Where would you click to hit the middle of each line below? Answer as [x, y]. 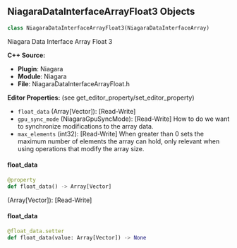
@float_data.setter [36, 231]
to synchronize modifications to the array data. [85, 126]
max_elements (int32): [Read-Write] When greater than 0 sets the [111, 134]
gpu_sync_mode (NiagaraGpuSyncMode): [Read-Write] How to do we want [123, 119]
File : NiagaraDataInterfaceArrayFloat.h [74, 83]
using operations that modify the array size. [81, 148]
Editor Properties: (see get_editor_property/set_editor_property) [101, 98]
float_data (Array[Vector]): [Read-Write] [77, 111]
